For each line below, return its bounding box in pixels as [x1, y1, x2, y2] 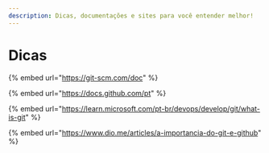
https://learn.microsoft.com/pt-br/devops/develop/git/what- [61, 103, 260, 113]
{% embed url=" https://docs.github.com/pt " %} [8, 88, 167, 98]
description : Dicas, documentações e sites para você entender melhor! [8, 11, 254, 20]
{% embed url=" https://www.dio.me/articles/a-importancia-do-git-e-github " [8, 127, 262, 137]
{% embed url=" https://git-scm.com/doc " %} [8, 73, 159, 83]
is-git [8, 112, 26, 122]
